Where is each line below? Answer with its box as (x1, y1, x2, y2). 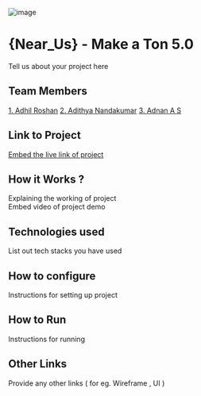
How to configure (8, 269, 96, 283)
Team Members (8, 84, 87, 98)
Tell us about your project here (8, 61, 109, 71)
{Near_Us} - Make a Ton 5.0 (8, 36, 195, 53)
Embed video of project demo (8, 202, 106, 212)
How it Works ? (8, 172, 85, 186)
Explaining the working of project (8, 194, 117, 203)
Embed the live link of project (8, 149, 104, 159)
